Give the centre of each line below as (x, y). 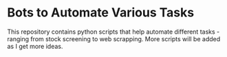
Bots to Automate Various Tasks (101, 13)
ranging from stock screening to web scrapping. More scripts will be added (114, 38)
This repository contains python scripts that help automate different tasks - (113, 32)
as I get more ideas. (35, 46)
